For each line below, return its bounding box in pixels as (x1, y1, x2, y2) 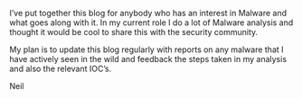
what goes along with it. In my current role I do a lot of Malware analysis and (9, 17, 294, 28)
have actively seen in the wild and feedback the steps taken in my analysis (9, 54, 288, 64)
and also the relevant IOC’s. (9, 63, 112, 74)
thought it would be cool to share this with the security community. (9, 27, 259, 37)
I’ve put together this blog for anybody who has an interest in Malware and (9, 8, 288, 18)
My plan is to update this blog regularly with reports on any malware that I (9, 44, 284, 55)
